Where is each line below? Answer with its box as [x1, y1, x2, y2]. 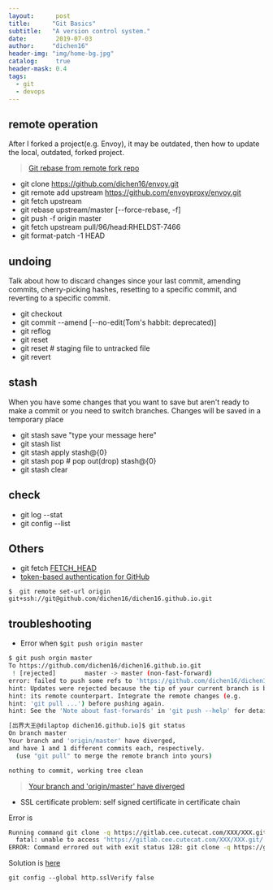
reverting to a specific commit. [8, 293, 111, 303]
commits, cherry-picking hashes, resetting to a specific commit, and [8, 285, 237, 294]
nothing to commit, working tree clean [8, 767, 144, 775]
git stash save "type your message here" [19, 430, 157, 439]
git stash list [19, 439, 61, 448]
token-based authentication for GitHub [19, 572, 150, 581]
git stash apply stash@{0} [19, 447, 107, 457]
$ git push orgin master [8, 655, 93, 663]
